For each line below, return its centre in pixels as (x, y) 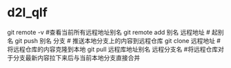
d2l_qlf (28, 13)
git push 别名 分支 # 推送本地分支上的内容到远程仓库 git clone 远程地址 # (118, 40)
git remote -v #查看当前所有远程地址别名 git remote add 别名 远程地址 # (109, 32)
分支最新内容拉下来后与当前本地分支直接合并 (76, 57)
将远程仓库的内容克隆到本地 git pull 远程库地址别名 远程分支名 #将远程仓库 (113, 49)
